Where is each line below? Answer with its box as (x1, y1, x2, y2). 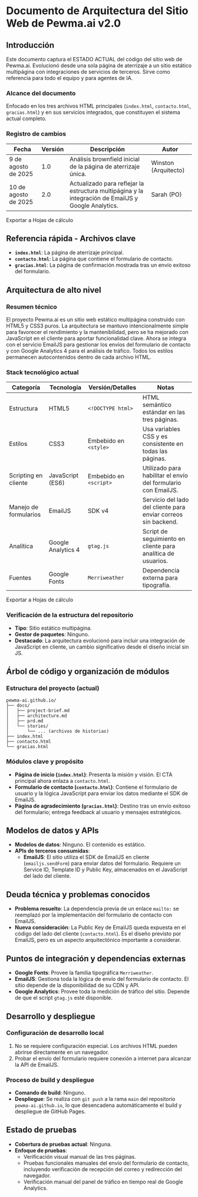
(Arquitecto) (151, 166, 185, 174)
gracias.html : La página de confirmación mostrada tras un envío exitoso (14, 262, 191, 269)
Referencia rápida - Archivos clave (6, 233, 136, 243)
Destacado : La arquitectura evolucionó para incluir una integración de (14, 637, 186, 644)
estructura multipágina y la (70, 187, 144, 195)
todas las (142, 447, 168, 455)
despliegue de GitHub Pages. (14, 1108, 86, 1115)
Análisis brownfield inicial (70, 155, 140, 163)
